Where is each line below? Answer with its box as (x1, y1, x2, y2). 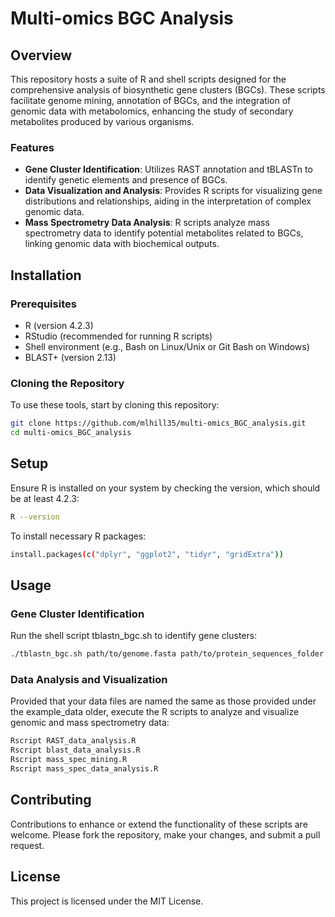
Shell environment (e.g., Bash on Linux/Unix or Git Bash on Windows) (24, 340, 310, 352)
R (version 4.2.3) (24, 319, 94, 331)
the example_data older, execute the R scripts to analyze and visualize (10, 706, 300, 718)
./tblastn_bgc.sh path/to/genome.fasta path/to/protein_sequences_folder (10, 649, 325, 659)
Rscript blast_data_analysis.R (10, 745, 141, 756)
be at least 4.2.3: (10, 492, 80, 504)
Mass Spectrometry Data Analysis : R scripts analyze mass (24, 217, 270, 229)
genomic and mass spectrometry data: (10, 717, 170, 729)
